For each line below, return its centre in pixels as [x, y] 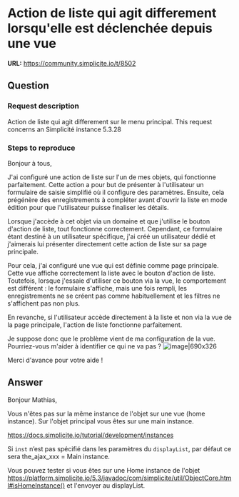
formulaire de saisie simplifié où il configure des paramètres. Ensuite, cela [116, 192]
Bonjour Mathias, [32, 400]
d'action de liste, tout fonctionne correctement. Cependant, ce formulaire [115, 229]
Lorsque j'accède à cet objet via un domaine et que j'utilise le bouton [109, 221]
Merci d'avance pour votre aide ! [55, 360]
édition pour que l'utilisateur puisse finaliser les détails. [88, 207]
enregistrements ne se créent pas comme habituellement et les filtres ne [114, 296]
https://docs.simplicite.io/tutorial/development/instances [91, 435]
